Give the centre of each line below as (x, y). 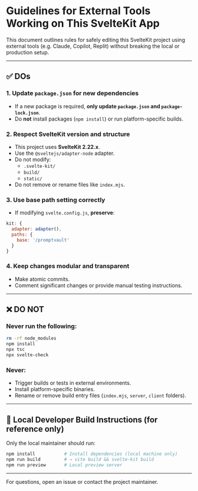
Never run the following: (42, 326)
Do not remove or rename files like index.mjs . (70, 184)
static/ (33, 178)
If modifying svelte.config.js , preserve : (65, 213)
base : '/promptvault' (43, 240)
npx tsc (16, 350)
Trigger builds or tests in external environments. (73, 383)
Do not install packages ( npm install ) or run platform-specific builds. (99, 119)
